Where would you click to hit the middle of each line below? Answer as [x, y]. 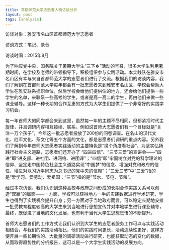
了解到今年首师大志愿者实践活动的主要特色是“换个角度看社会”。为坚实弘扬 [86, 146]
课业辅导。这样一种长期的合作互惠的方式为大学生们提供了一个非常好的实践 [82, 104]
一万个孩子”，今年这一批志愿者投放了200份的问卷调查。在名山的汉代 [81, 133]
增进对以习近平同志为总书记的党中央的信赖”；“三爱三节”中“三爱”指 [83, 171]
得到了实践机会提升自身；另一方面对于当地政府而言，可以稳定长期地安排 [89, 200]
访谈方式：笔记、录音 [27, 45]
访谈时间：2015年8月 [27, 55]
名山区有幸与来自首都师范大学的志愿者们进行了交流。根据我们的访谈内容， [82, 79]
